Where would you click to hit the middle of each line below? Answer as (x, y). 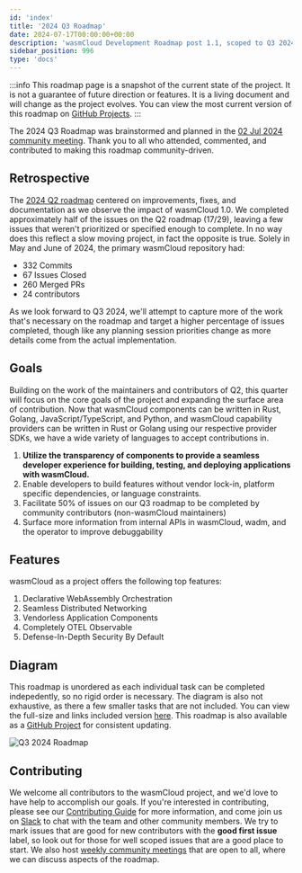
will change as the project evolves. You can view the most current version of (151, 104)
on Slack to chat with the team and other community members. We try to (144, 821)
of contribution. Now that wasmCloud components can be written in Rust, (145, 409)
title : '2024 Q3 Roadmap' (58, 26)
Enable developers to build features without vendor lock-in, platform (148, 484)
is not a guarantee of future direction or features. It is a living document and (150, 94)
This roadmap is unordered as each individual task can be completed (137, 687)
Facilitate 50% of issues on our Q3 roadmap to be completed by (141, 503)
